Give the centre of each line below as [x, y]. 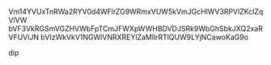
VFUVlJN [23, 37]
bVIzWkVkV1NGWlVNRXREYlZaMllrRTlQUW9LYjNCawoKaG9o [144, 37]
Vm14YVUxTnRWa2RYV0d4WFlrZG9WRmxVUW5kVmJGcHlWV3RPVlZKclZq [136, 12]
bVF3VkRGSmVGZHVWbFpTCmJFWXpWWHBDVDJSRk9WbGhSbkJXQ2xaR [135, 28]
